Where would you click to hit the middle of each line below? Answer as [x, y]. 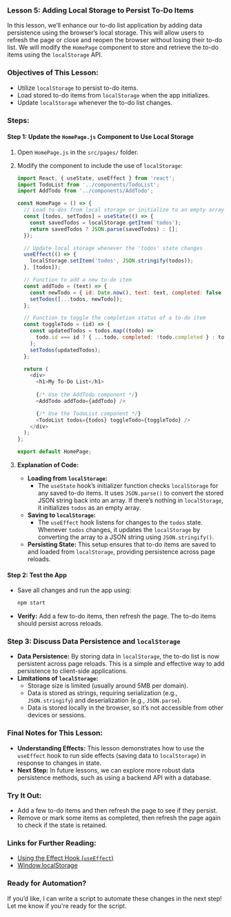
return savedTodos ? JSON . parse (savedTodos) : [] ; [104, 229]
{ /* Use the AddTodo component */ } [87, 395]
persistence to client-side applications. [72, 671]
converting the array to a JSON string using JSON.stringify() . [126, 537]
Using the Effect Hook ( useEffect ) [65, 858]
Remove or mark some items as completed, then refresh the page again [119, 818]
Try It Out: [24, 795]
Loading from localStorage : [68, 478]
